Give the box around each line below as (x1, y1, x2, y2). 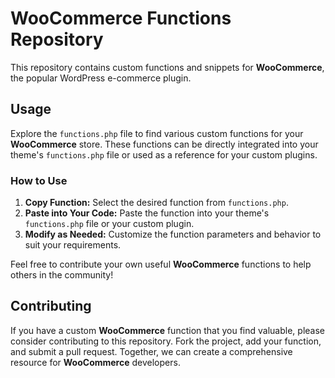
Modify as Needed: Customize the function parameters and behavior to (24, 228, 322, 241)
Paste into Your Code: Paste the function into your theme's (24, 207, 270, 219)
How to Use (10, 173, 68, 187)
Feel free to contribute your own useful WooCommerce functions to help (10, 258, 312, 271)
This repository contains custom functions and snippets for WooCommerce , (10, 61, 325, 73)
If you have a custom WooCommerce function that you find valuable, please (10, 324, 325, 336)
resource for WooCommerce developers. (10, 356, 181, 368)
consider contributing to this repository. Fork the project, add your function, (10, 335, 322, 347)
